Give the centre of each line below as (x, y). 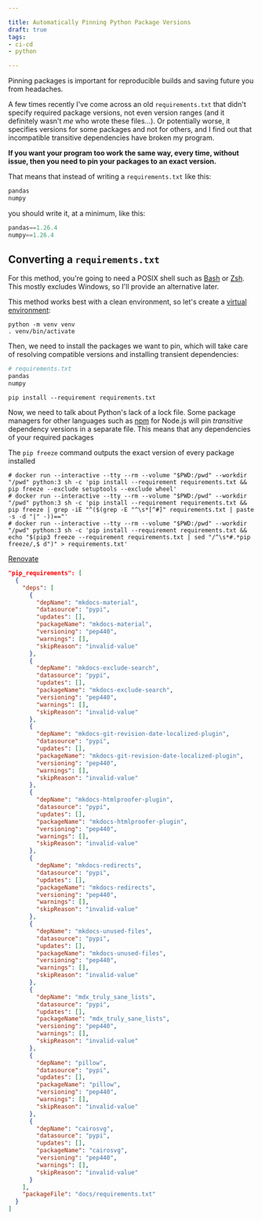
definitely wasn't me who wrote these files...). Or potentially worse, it (119, 121)
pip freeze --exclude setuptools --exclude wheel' (93, 489)
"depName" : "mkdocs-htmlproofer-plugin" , (105, 800)
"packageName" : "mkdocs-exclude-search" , (105, 690)
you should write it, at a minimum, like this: (77, 213)
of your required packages (51, 438)
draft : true (27, 29)
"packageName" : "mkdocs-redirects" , (96, 887)
